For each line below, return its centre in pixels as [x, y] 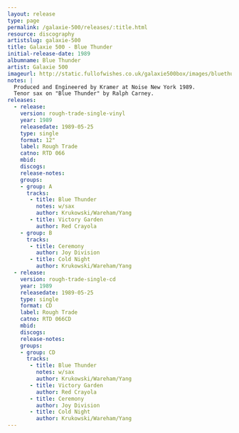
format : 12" [38, 140]
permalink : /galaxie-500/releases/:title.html [78, 27]
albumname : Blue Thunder [44, 61]
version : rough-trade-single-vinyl [73, 113]
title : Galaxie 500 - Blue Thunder [60, 47]
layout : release [31, 14]
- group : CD [38, 352]
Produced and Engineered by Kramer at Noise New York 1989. [105, 87]
